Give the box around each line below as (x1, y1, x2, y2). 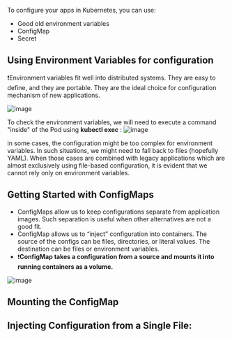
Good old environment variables (17, 20, 110, 27)
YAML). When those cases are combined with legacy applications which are (7, 154, 225, 162)
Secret (17, 34, 37, 43)
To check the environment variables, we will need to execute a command (7, 118, 217, 126)
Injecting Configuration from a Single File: (7, 320, 192, 332)
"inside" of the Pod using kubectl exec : (7, 125, 123, 133)
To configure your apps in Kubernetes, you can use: (7, 6, 157, 14)
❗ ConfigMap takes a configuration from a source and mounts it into (17, 252, 215, 260)
